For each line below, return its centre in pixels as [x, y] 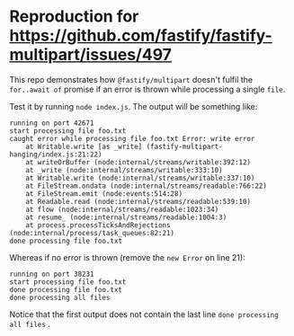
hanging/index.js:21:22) [56, 155]
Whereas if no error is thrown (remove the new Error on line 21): [127, 257]
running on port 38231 [52, 274]
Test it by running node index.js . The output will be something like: [134, 106]
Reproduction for [74, 17]
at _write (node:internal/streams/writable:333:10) [124, 170]
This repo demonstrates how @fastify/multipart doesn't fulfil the [131, 79]
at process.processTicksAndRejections [98, 225]
